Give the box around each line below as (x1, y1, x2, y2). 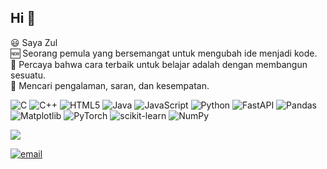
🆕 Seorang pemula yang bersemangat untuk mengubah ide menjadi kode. (10, 47, 318, 59)
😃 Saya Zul (10, 36, 58, 48)
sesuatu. (10, 69, 46, 81)
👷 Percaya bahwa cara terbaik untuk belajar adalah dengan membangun (10, 58, 308, 70)
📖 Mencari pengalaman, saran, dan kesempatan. (10, 79, 210, 91)
